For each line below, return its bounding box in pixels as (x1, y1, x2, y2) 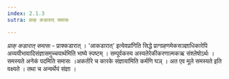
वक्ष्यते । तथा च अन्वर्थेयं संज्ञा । (7, 65, 77, 73)
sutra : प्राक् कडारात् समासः (7, 16, 69, 23)
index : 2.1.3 (7, 10, 45, 17)
